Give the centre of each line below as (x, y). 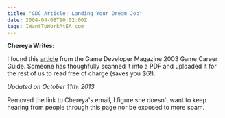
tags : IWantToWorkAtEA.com (46, 26)
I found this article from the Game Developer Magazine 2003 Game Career (113, 59)
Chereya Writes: (31, 46)
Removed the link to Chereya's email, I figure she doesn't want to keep (107, 100)
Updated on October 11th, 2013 (51, 87)
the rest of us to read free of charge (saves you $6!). (81, 73)
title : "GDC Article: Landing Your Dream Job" (75, 13)
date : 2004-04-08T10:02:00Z (47, 20)
